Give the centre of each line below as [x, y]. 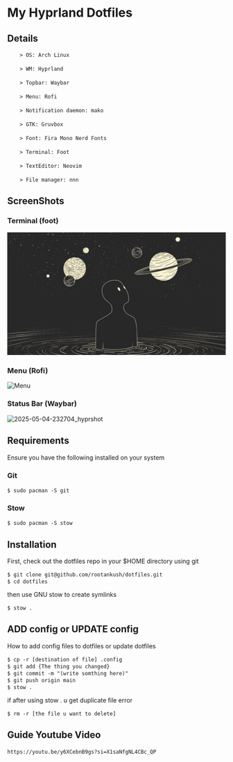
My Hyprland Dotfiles [70, 13]
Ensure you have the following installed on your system [86, 457]
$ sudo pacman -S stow [40, 523]
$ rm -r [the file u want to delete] [62, 713]
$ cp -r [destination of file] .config [65, 659]
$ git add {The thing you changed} [59, 666]
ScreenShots [36, 201]
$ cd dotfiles [28, 582]
